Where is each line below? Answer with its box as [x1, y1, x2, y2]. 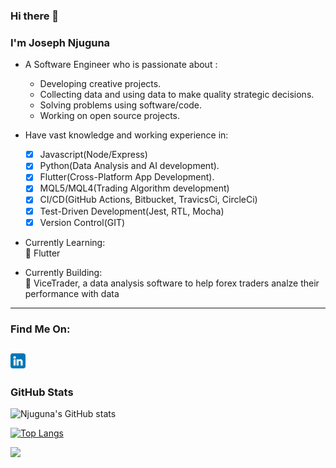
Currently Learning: [24, 236, 106, 248]
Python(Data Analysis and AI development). [39, 160, 220, 172]
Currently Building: [24, 266, 103, 278]
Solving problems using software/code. [39, 99, 203, 111]
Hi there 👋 [10, 9, 60, 23]
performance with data [24, 287, 120, 299]
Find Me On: [10, 322, 71, 336]
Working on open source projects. [39, 110, 180, 122]
